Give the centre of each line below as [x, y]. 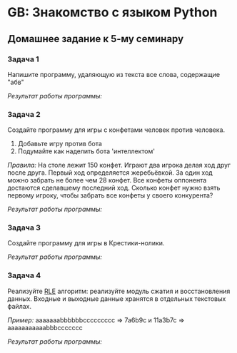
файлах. [20, 306]
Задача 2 [24, 114]
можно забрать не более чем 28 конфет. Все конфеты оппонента [107, 180]
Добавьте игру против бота [60, 144]
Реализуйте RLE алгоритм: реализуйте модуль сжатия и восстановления [119, 291]
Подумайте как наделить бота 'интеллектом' [86, 151]
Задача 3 [24, 227]
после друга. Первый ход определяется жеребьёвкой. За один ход [110, 173]
